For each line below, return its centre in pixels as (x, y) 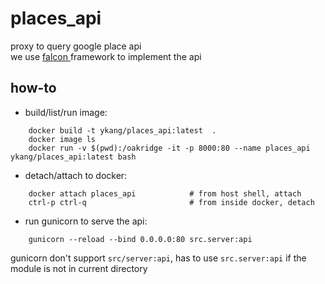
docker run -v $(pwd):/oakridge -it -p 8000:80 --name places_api (169, 148)
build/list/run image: (66, 112)
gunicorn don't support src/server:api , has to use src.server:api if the (158, 258)
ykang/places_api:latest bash (73, 157)
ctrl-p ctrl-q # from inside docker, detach (171, 202)
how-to (33, 88)
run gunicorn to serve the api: (86, 221)
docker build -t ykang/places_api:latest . (122, 130)
